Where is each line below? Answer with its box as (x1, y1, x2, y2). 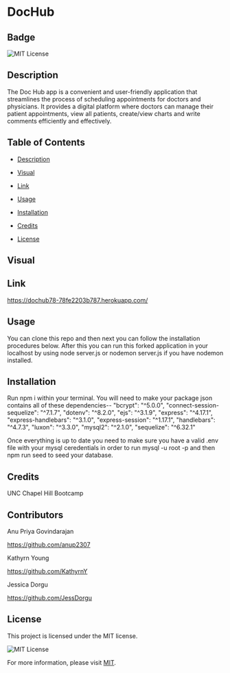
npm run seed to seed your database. (7, 451, 113, 460)
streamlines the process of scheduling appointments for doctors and (7, 95, 201, 103)
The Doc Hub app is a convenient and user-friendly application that (7, 87, 198, 96)
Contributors (7, 509, 64, 521)
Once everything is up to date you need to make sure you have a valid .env (7, 436, 218, 445)
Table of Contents (7, 137, 86, 148)
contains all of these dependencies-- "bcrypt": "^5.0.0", (7, 401, 165, 410)
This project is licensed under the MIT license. (7, 632, 138, 640)
